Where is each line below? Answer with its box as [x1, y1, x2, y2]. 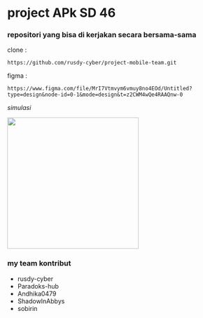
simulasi [7, 104, 31, 112]
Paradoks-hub [17, 282, 59, 290]
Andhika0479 [17, 289, 57, 298]
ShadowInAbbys [17, 296, 65, 305]
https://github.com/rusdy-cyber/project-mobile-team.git [7, 60, 177, 67]
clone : [7, 46, 27, 54]
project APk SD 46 [7, 5, 116, 21]
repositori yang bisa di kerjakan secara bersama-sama [7, 30, 197, 40]
